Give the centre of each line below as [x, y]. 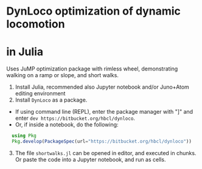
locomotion [36, 24]
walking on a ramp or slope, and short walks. [62, 75]
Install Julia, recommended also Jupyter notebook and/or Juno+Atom [102, 87]
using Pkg [24, 136]
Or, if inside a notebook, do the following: [67, 125]
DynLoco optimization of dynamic [94, 11]
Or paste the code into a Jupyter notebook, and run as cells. [90, 159]
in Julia [25, 52]
